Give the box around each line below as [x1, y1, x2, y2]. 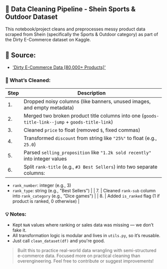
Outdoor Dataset [5, 13, 58, 21]
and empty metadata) [23, 104, 75, 111]
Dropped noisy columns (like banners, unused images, [23, 98, 151, 105]
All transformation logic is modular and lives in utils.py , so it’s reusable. [12, 233, 161, 239]
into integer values [23, 155, 67, 162]
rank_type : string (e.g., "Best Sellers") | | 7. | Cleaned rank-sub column [12, 187, 156, 193]
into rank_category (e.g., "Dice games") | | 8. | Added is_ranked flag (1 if [12, 193, 160, 199]
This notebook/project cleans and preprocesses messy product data [5, 26, 146, 32]
